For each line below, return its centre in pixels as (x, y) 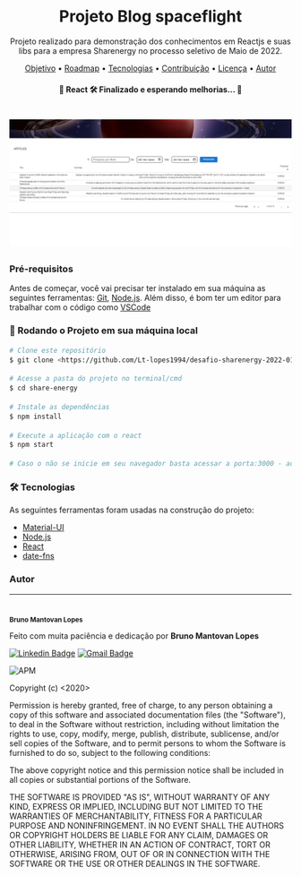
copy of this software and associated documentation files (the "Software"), (148, 715)
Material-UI (43, 528)
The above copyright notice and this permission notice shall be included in (146, 770)
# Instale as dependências (60, 407)
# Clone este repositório (57, 350)
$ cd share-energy (43, 388)
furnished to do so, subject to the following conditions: (110, 753)
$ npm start (31, 445)
